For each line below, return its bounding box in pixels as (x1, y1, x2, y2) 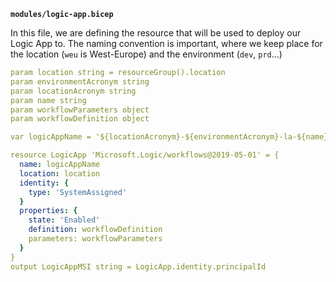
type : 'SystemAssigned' (28, 187, 128, 197)
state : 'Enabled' (28, 215, 101, 225)
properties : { (19, 206, 78, 216)
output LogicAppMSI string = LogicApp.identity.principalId (10, 261, 267, 272)
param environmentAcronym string (10, 76, 150, 87)
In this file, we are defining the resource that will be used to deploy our (10, 27, 302, 39)
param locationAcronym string (10, 86, 137, 96)
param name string (10, 95, 87, 105)
